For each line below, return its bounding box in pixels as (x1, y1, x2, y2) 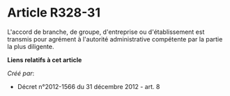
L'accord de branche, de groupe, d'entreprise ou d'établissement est (7, 28, 205, 36)
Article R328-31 (7, 5, 101, 21)
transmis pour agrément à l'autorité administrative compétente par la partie (7, 35, 223, 43)
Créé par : (7, 69, 35, 77)
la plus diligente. (7, 42, 54, 50)
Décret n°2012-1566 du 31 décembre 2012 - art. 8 (17, 82, 160, 90)
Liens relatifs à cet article (7, 55, 82, 64)
